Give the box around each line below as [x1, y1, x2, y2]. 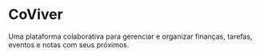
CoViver [8, 6, 64, 24]
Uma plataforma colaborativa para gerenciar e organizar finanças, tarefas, [8, 32, 253, 41]
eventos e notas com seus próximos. [8, 39, 130, 49]
